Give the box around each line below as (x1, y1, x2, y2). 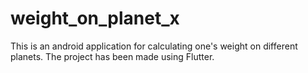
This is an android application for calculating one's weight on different (10, 40, 298, 52)
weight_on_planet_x (10, 7, 180, 30)
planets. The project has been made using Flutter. (10, 50, 215, 62)
